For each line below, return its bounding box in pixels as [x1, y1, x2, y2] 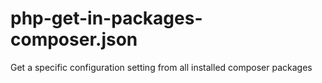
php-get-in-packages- [10, 7, 203, 30]
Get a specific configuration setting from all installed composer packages [10, 61, 313, 73]
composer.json [10, 28, 138, 51]
